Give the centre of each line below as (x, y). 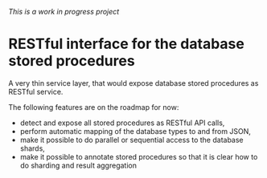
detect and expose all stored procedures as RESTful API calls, (122, 123)
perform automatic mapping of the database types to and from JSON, (136, 131)
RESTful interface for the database (127, 44)
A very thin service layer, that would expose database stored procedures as (133, 83)
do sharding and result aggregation (78, 165)
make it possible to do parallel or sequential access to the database (131, 140)
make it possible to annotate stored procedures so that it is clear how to (139, 156)
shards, (33, 148)
